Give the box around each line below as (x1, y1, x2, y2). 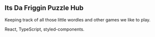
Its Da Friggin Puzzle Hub (4, 4, 84, 12)
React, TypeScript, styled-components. (4, 26, 85, 32)
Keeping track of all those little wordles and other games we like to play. (4, 17, 151, 22)
